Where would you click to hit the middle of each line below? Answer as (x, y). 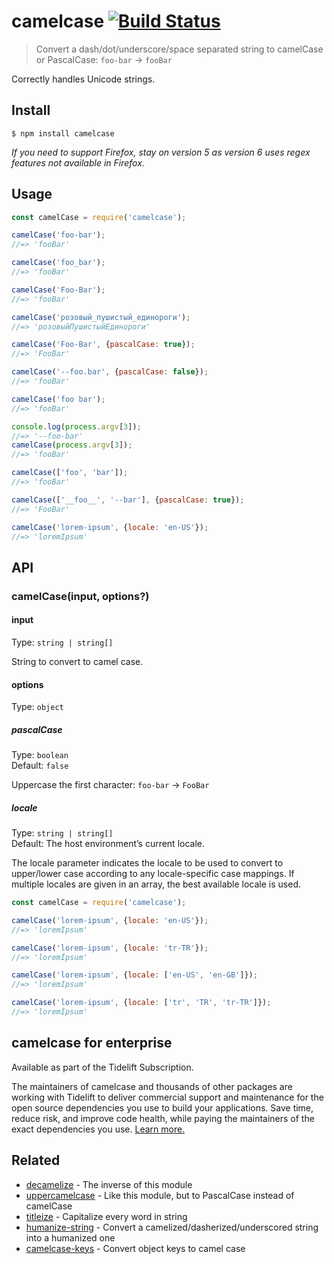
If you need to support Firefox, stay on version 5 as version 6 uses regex (161, 152)
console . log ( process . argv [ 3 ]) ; (76, 426)
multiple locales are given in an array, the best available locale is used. (156, 884)
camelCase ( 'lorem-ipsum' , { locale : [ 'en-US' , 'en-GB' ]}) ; (134, 975)
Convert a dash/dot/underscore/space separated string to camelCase (179, 49)
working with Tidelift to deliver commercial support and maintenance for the (167, 1097)
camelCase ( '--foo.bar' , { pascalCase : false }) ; (110, 372)
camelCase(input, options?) (80, 596)
